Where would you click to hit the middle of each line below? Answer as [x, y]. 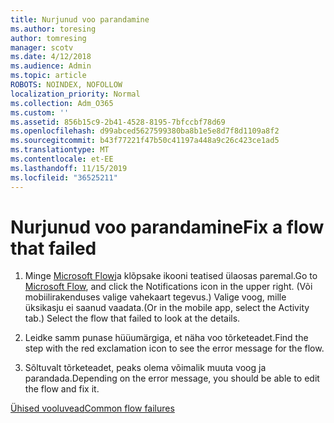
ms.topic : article [48, 76]
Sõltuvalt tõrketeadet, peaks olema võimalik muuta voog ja [145, 368]
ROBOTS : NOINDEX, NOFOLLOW [66, 85]
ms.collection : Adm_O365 [62, 103]
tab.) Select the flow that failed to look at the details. [132, 318]
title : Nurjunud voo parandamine [80, 19]
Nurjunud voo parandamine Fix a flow [167, 227]
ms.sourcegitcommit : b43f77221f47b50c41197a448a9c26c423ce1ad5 [145, 141]
